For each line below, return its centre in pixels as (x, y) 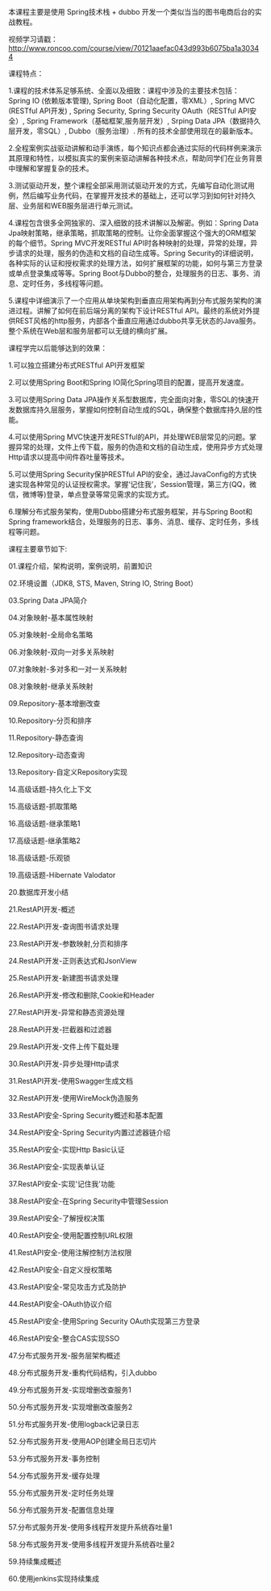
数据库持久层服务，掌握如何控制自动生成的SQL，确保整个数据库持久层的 (135, 409)
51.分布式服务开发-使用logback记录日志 (74, 1424)
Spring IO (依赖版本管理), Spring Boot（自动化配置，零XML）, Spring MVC (132, 101)
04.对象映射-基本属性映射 (51, 617)
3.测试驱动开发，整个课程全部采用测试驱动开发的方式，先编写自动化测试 (128, 185)
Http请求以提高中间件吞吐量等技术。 (69, 457)
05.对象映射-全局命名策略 (51, 635)
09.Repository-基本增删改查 (54, 703)
